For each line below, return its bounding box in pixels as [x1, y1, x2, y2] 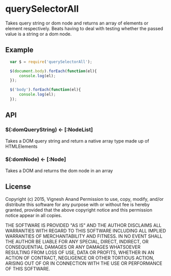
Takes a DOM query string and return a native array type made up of [5, 137, 150, 144]
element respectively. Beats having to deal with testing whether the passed [5, 25, 163, 31]
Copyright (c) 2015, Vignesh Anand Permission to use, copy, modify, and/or [5, 196, 164, 202]
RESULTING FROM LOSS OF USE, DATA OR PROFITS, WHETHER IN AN [5, 249, 155, 256]
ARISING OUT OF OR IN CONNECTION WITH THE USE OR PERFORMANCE [5, 260, 162, 266]
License [5, 182, 31, 191]
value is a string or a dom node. [5, 31, 72, 37]
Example [5, 45, 34, 54]
